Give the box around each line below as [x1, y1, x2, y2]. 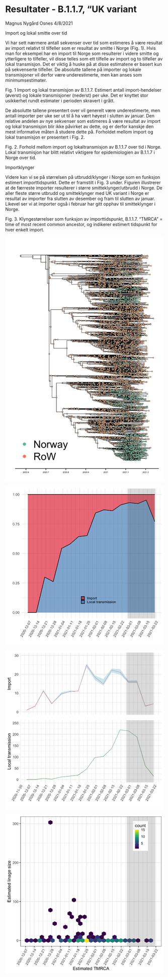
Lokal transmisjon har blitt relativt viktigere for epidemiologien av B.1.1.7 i [5, 149, 155, 155]
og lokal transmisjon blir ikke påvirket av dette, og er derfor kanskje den [5, 123, 154, 129]
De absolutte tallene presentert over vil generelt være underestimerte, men [5, 107, 160, 113]
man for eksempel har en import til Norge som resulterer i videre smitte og [5, 50, 159, 56]
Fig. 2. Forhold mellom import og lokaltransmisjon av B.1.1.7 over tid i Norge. [5, 144, 162, 150]
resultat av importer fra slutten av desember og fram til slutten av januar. [5, 195, 155, 201]
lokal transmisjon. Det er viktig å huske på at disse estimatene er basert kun [5, 61, 162, 67]
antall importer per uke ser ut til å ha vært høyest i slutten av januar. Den [5, 112, 155, 119]
